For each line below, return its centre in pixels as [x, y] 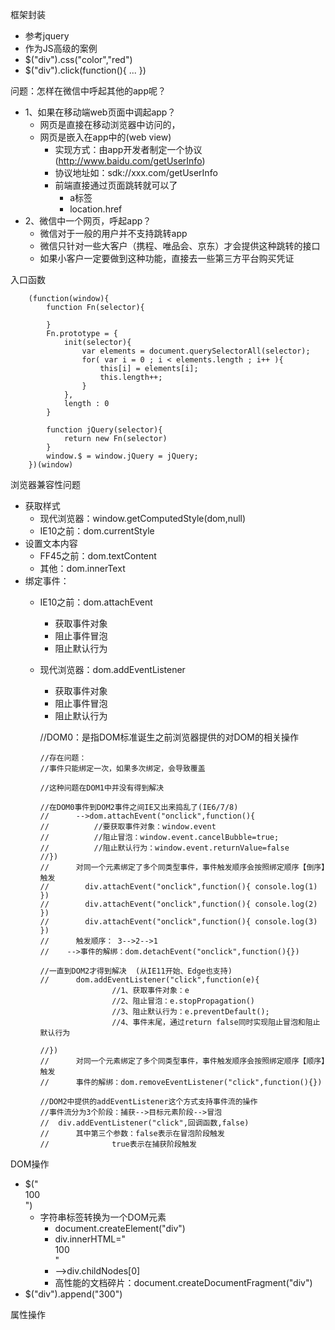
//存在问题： [63, 758]
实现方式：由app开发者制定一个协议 [128, 149]
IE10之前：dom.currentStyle [97, 531]
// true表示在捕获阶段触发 [118, 1144]
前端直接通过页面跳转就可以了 [116, 185]
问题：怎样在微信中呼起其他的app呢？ [88, 91]
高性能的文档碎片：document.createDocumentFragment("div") [183, 1282]
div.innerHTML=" [90, 1239]
